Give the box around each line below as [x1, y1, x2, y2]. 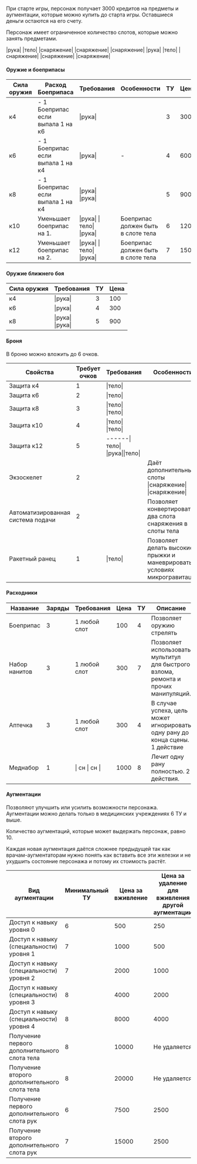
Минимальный [64, 887, 109, 895]
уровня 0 [9, 926, 35, 934]
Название [10, 604, 39, 612]
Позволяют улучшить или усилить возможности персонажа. [6, 804, 158, 811]
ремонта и [151, 674, 181, 683]
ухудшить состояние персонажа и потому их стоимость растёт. [6, 858, 167, 865]
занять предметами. [6, 35, 57, 42]
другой [162, 901, 184, 910]
